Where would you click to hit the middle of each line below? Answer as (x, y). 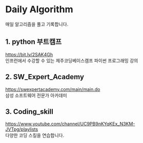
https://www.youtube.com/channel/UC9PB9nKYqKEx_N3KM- (70, 124)
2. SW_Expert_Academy (45, 77)
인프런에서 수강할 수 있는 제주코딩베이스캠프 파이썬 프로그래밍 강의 (72, 60)
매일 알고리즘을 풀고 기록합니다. (37, 24)
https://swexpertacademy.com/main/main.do (53, 89)
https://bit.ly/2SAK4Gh (29, 54)
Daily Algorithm (39, 9)
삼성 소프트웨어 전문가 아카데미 (36, 95)
